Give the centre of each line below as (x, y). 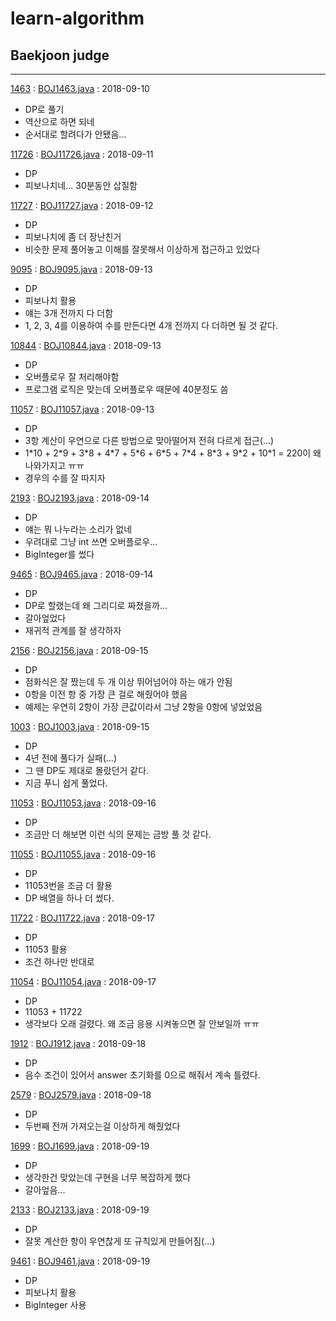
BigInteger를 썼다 (59, 554)
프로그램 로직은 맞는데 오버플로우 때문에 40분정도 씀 (126, 389)
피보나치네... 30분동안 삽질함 (81, 185)
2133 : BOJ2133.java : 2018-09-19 (80, 1210)
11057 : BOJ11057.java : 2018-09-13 (82, 409)
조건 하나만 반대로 (59, 961)
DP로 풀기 (44, 109)
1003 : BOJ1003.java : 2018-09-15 (80, 726)
